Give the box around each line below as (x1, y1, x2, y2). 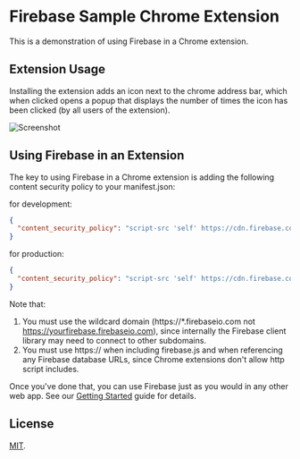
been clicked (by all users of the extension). (9, 105, 171, 115)
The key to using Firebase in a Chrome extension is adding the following (9, 172, 275, 183)
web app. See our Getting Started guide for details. (9, 390, 196, 401)
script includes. (21, 363, 79, 374)
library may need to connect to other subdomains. (21, 335, 207, 345)
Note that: (9, 298, 46, 310)
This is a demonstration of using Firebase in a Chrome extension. (9, 36, 248, 47)
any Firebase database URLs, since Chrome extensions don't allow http (21, 353, 286, 364)
